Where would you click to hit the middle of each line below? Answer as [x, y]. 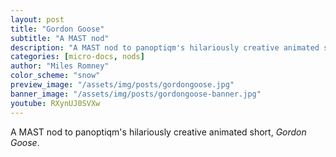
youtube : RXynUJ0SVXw [55, 103]
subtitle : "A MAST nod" [60, 38]
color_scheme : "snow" [55, 76]
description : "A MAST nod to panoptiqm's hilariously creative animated [165, 47]
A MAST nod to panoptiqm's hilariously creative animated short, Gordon [158, 132]
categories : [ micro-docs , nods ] [77, 57]
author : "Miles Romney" [60, 66]
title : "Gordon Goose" [57, 29]
